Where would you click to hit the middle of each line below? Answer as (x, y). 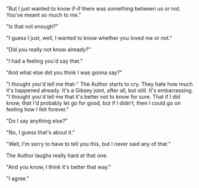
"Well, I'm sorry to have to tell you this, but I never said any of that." (89, 144)
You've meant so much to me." (44, 15)
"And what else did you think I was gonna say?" (64, 73)
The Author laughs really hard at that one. (57, 155)
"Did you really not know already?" (48, 49)
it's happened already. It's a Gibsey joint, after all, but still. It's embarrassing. (99, 90)
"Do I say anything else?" (37, 121)
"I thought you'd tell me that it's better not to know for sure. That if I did (93, 97)
